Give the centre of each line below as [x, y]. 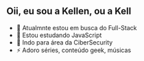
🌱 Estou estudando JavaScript [59, 35]
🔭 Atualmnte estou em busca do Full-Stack [77, 27]
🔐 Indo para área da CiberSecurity [64, 42]
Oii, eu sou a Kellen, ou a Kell [69, 11]
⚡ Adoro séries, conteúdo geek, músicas [74, 50]
